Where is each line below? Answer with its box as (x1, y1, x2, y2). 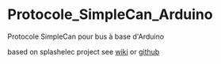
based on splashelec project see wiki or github (7, 47, 160, 56)
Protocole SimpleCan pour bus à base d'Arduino (7, 32, 164, 41)
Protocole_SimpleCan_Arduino (7, 6, 213, 24)
